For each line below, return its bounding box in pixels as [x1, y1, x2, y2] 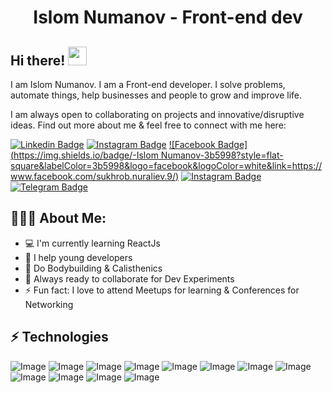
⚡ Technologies [10, 329, 109, 346]
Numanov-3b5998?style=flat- [160, 149, 284, 161]
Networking [24, 298, 74, 310]
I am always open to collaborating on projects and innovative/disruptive [10, 109, 305, 120]
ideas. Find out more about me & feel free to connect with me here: [10, 119, 287, 131]
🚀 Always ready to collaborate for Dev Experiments [24, 272, 235, 285]
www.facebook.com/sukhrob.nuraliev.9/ [10, 171, 177, 182]
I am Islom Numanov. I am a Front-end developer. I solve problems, [10, 79, 286, 90]
